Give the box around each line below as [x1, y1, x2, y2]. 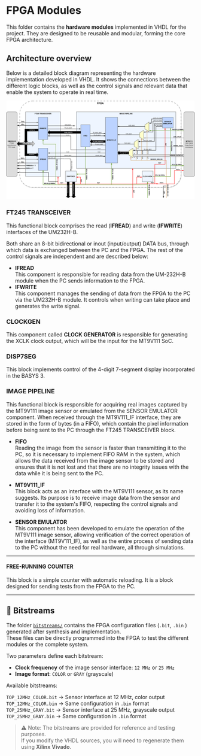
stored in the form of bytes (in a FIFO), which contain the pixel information [6, 420, 188, 427]
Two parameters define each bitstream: [6, 652, 103, 659]
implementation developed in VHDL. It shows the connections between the [6, 75, 190, 83]
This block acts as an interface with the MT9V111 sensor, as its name [14, 487, 184, 494]
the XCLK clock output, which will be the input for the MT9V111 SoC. [6, 338, 174, 345]
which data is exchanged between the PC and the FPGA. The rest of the [6, 246, 184, 253]
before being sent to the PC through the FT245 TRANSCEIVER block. [6, 426, 176, 433]
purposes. [20, 730, 47, 737]
